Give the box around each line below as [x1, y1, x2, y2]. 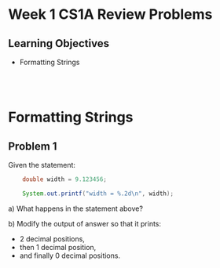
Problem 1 [8, 139, 57, 153]
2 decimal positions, [19, 234, 85, 244]
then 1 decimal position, [19, 242, 97, 252]
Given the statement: [8, 161, 76, 169]
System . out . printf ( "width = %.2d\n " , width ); [22, 190, 174, 197]
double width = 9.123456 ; [22, 176, 108, 183]
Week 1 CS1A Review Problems [8, 5, 213, 24]
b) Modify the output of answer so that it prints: [8, 219, 162, 228]
